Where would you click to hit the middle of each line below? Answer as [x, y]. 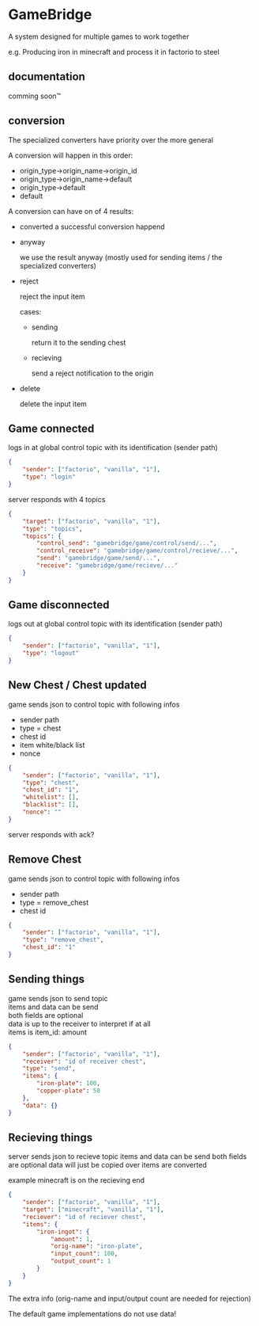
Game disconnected [59, 605]
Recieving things [51, 1137]
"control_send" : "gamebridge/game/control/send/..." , [127, 543]
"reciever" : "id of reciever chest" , [84, 1217]
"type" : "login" [49, 477]
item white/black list [52, 745]
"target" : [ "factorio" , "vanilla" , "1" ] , [91, 521]
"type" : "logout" [51, 653]
